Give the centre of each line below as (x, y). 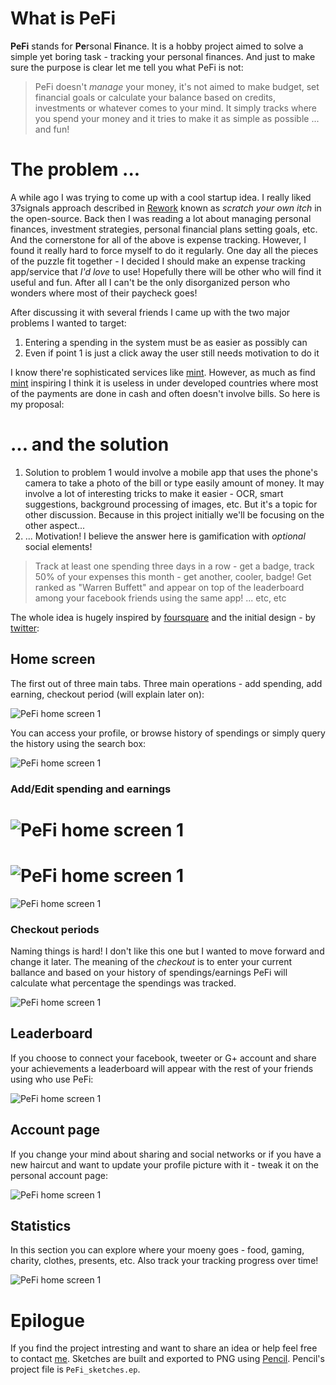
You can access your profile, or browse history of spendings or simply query (168, 733)
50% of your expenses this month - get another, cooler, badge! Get (173, 576)
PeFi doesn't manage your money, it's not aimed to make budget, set (177, 86)
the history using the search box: (78, 743)
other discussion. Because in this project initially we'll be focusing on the (174, 514)
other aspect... (55, 525)
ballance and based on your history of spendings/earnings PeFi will (149, 972)
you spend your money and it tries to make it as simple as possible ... (177, 118)
